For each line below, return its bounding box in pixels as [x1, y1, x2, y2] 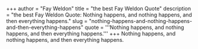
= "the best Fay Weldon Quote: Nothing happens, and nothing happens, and [6, 11, 192, 18]
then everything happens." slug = [6, 18, 88, 24]
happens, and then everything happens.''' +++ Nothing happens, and [6, 30, 176, 37]
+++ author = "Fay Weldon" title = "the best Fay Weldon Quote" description [6, 5, 191, 12]
